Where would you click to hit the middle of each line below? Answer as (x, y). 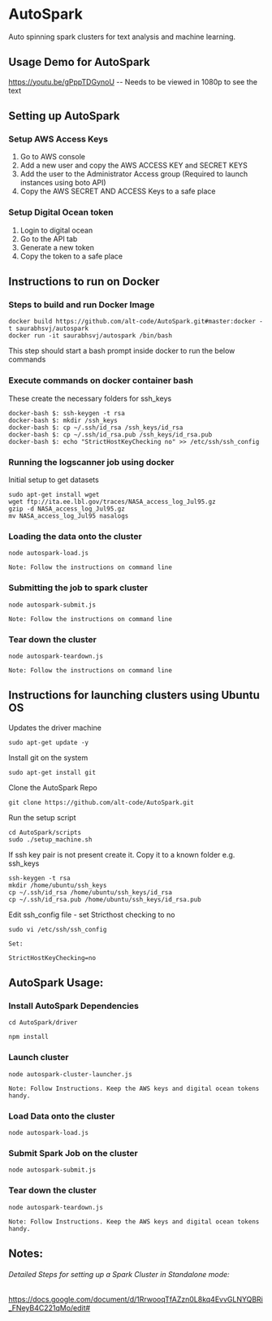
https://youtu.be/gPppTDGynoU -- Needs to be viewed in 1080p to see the (133, 81)
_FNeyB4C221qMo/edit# (50, 1308)
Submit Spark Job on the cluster (73, 1153)
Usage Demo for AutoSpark (79, 62)
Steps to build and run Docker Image (82, 305)
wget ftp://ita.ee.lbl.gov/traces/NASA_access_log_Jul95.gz (112, 502)
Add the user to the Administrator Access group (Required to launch (134, 174)
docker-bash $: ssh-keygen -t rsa (67, 413)
